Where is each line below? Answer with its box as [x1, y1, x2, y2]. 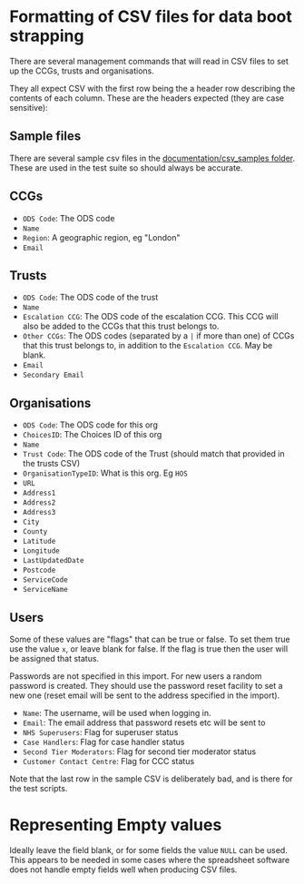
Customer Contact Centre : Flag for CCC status [22, 756, 195, 766]
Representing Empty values [9, 815, 222, 836]
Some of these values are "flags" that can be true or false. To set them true [9, 634, 290, 644]
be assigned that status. [9, 653, 100, 663]
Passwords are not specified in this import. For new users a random [9, 671, 262, 682]
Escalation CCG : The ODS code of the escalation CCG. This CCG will [22, 311, 279, 322]
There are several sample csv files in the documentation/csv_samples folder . [9, 152, 296, 163]
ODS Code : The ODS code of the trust [22, 292, 159, 303]
